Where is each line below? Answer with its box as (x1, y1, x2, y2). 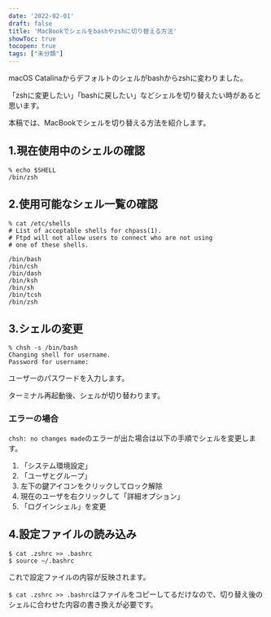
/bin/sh (8, 283, 35, 291)
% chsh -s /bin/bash (8, 344, 79, 352)
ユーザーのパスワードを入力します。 (8, 374, 129, 383)
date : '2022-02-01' (8, 11, 75, 20)
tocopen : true (8, 42, 57, 50)
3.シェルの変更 (8, 322, 84, 336)
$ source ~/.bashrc (8, 557, 75, 565)
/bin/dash (8, 269, 42, 278)
